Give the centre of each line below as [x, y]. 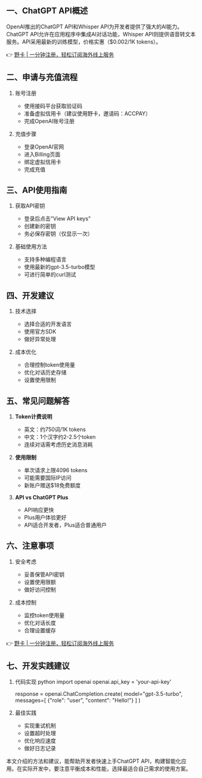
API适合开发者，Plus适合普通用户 [65, 525]
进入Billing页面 [42, 154]
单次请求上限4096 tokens [55, 470]
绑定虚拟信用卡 [43, 161]
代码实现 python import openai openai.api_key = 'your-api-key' [93, 681]
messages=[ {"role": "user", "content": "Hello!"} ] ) [77, 700]
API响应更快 [39, 510]
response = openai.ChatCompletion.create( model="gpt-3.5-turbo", [99, 693]
